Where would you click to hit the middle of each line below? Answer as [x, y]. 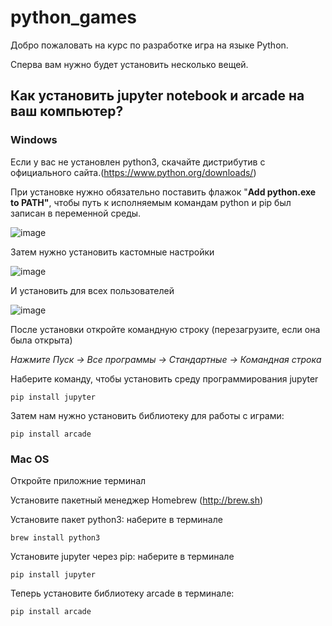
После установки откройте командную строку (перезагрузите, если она [165, 329]
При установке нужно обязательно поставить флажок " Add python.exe [163, 192]
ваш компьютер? [67, 111]
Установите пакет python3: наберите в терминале [116, 519]
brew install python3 [55, 537]
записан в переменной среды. [76, 213]
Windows [34, 140]
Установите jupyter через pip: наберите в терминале [122, 556]
